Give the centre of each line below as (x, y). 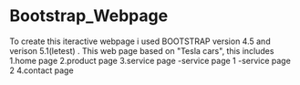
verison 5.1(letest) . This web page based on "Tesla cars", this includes (142, 50)
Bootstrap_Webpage (89, 16)
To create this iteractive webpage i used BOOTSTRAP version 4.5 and (140, 41)
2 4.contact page (42, 70)
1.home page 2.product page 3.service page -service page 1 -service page (150, 60)
